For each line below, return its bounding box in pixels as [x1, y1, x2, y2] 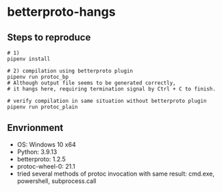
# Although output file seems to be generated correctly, [7, 80, 176, 86]
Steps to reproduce [7, 32, 91, 43]
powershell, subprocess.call [16, 176, 97, 185]
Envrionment [7, 122, 64, 134]
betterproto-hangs [7, 4, 116, 20]
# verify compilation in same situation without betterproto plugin [7, 97, 207, 104]
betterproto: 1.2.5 [16, 155, 66, 163]
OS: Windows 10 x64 [16, 140, 77, 148]
